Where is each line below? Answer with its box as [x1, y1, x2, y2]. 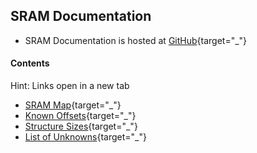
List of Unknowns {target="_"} [24, 131, 147, 143]
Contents [10, 57, 50, 69]
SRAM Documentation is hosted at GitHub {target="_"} [24, 34, 248, 46]
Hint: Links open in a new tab [10, 80, 130, 92]
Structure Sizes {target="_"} [24, 120, 138, 133]
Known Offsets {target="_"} [24, 110, 137, 122]
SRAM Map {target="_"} [24, 99, 122, 111]
